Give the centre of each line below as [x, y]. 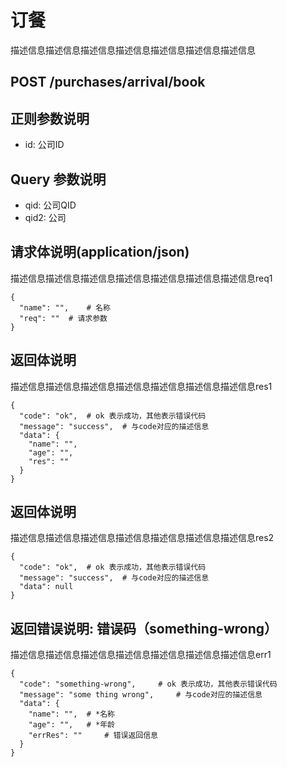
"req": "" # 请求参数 [63, 318]
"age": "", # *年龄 [71, 725]
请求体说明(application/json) [100, 252]
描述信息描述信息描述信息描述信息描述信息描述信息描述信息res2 [142, 538]
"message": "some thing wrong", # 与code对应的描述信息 [141, 695]
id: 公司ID [44, 145]
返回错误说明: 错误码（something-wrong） [144, 628]
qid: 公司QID [50, 205]
